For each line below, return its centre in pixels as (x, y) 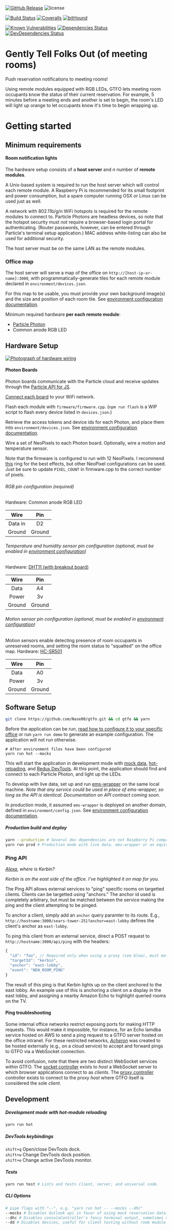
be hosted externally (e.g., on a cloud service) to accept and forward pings (84, 1046)
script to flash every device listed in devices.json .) (59, 412)
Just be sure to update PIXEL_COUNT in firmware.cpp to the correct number (83, 469)
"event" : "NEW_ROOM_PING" (38, 970)
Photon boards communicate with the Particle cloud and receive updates (82, 382)
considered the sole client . (33, 1083)
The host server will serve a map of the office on (57, 273)
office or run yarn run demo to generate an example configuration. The (79, 735)
